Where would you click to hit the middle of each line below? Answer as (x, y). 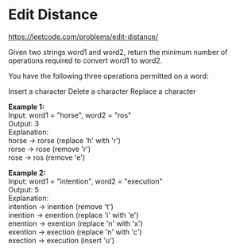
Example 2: (27, 173)
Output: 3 (24, 123)
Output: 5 (24, 189)
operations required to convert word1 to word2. (85, 60)
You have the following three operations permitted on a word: (108, 76)
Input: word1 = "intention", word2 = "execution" (85, 181)
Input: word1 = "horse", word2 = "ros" (70, 115)
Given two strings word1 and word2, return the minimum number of (118, 52)
